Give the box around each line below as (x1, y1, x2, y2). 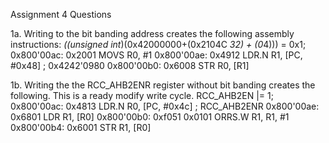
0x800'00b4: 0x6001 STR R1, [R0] (10, 122, 152, 133)
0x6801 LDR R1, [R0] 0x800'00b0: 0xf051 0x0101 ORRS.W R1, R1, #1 (10, 111, 290, 123)
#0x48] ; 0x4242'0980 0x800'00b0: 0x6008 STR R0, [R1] (10, 60, 250, 71)
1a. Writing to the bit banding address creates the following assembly (10, 28, 295, 39)
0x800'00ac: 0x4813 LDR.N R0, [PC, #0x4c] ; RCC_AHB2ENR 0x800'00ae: (10, 100, 320, 112)
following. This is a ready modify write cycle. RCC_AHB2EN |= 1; (10, 90, 274, 101)
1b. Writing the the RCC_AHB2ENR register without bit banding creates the (10, 79, 316, 91)
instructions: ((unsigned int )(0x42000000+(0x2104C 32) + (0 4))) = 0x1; (10, 39, 307, 50)
